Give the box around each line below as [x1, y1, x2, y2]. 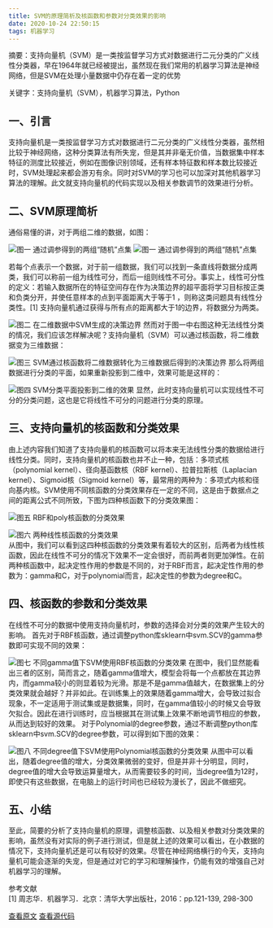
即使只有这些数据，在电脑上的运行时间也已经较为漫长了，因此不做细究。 [8, 777, 250, 786]
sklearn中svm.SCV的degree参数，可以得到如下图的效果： [8, 729, 201, 738]
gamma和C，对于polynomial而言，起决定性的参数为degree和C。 [29, 571, 246, 580]
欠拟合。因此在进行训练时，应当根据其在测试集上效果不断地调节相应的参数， [8, 708, 265, 718]
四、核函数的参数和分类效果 [8, 597, 148, 611]
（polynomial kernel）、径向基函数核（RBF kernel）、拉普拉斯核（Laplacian [8, 465, 258, 475]
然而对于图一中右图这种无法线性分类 [143, 320, 265, 330]
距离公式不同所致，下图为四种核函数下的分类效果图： [22, 495, 201, 505]
